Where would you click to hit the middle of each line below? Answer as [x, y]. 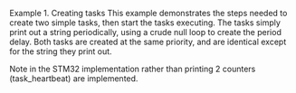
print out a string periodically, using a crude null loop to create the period [146, 32]
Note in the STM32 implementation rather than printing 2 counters [133, 69]
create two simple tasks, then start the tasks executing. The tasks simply [145, 23]
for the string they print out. [61, 51]
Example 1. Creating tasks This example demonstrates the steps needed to [148, 13]
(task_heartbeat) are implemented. [74, 79]
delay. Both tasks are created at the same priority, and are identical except [148, 42]
